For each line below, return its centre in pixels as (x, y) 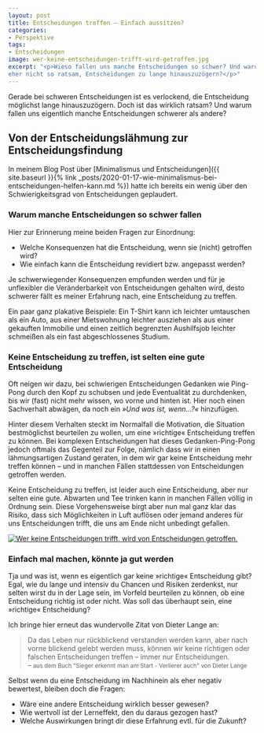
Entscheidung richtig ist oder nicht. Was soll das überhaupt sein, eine (120, 601)
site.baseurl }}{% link (42, 177)
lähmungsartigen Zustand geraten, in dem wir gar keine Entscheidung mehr (130, 458)
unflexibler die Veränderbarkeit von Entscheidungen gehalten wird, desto (126, 288)
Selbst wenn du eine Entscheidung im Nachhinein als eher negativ (115, 681)
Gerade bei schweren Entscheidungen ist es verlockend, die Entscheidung (128, 96)
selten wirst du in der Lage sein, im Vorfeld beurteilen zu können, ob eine (126, 593)
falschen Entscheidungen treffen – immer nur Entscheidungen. (128, 657)
